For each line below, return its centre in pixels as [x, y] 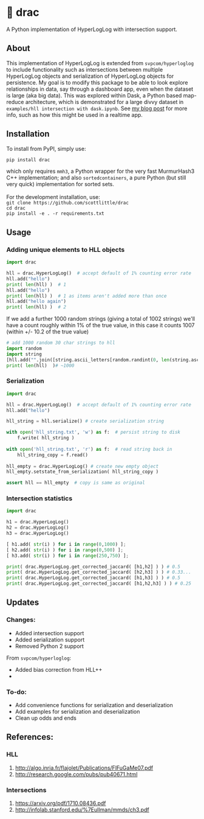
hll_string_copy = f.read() [53, 455]
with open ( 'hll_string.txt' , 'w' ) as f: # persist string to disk [93, 432]
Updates [23, 603]
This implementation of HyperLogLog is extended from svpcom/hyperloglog [100, 63]
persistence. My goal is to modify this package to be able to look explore [97, 82]
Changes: [21, 620]
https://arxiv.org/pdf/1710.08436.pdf [60, 803]
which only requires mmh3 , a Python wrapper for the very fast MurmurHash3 [100, 171]
